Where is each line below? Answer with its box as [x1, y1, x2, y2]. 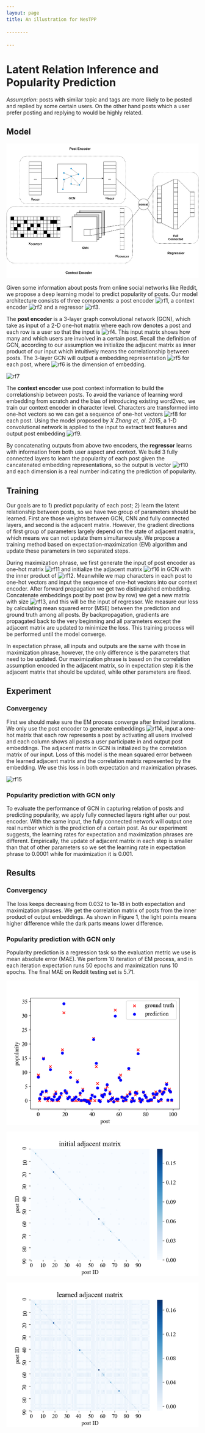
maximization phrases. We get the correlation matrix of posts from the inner [6, 907, 197, 914]
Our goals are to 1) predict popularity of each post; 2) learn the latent [6, 502, 179, 509]
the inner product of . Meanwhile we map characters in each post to [6, 572, 193, 580]
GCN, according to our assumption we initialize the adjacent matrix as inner [6, 341, 196, 348]
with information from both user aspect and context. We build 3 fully [6, 448, 178, 455]
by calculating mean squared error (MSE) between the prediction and [6, 605, 181, 612]
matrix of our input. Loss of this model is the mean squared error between [6, 751, 192, 758]
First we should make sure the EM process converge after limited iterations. [6, 718, 196, 726]
